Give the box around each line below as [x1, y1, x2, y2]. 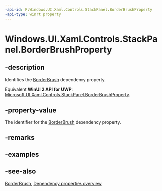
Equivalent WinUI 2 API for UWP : [5, 86, 73, 92]
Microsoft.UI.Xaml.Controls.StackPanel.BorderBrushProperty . [5, 91, 130, 97]
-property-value [5, 106, 57, 114]
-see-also [5, 167, 36, 176]
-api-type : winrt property [5, 12, 61, 17]
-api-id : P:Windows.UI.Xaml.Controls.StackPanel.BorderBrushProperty [5, 7, 153, 12]
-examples [5, 150, 39, 159]
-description [5, 64, 45, 72]
